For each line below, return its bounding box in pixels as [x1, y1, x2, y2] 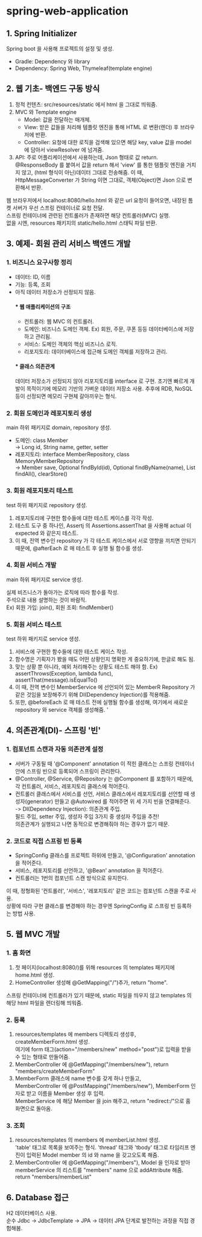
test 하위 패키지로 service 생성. [6, 635, 80, 642]
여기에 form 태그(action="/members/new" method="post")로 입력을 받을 [14, 1046, 192, 1053]
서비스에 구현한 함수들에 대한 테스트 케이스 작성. [14, 648, 128, 656]
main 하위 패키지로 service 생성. [6, 575, 83, 583]
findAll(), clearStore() [14, 470, 68, 478]
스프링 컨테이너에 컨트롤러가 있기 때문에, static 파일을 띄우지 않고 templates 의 [6, 991, 192, 999]
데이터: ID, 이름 [14, 273, 51, 280]
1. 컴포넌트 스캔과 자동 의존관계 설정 [6, 745, 104, 753]
